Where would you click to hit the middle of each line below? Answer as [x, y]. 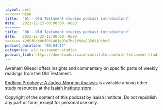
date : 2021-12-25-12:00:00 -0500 [41, 37]
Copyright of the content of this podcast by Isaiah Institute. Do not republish [81, 97]
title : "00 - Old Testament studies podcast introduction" [67, 32]
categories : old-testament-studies [41, 50]
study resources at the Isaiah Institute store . [49, 88]
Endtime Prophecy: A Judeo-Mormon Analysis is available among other [76, 83]
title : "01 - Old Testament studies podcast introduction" [67, 18]
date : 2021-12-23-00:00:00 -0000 [41, 23]
